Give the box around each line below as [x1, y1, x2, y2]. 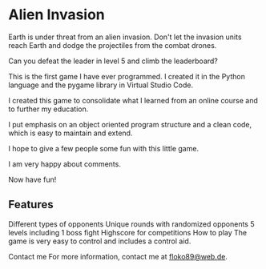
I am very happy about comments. [8, 159, 122, 169]
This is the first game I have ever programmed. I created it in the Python [8, 71, 246, 81]
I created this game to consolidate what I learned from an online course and [8, 95, 259, 105]
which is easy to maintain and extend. [8, 128, 133, 138]
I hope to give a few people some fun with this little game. [8, 143, 199, 153]
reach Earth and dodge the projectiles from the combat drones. [8, 40, 217, 50]
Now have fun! [8, 175, 57, 184]
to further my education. [8, 104, 89, 114]
